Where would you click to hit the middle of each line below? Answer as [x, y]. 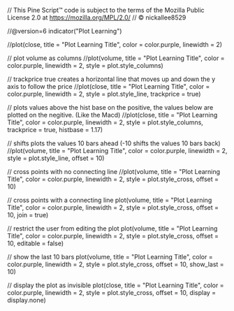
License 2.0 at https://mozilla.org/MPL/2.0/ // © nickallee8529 [97, 17]
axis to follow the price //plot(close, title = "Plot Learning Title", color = [109, 86]
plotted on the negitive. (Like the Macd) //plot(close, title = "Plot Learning [112, 115]
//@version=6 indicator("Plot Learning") [65, 31]
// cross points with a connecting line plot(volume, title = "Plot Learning [110, 200]
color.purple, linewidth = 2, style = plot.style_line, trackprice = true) [104, 94]
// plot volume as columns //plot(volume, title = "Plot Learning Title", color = [116, 58]
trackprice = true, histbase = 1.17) [55, 130]
